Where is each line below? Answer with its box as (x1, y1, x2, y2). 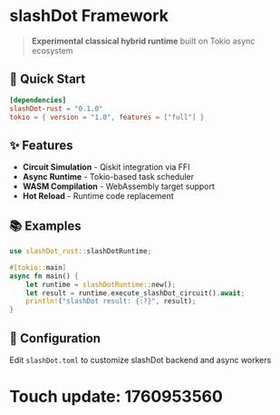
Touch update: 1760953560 (9, 387, 224, 407)
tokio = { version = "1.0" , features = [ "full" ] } (9, 113, 205, 122)
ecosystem (31, 44, 73, 55)
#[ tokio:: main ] (9, 262, 67, 272)
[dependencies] (9, 95, 67, 104)
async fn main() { (9, 272, 79, 281)
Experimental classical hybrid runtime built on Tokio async (31, 35, 256, 46)
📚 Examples (9, 218, 82, 233)
